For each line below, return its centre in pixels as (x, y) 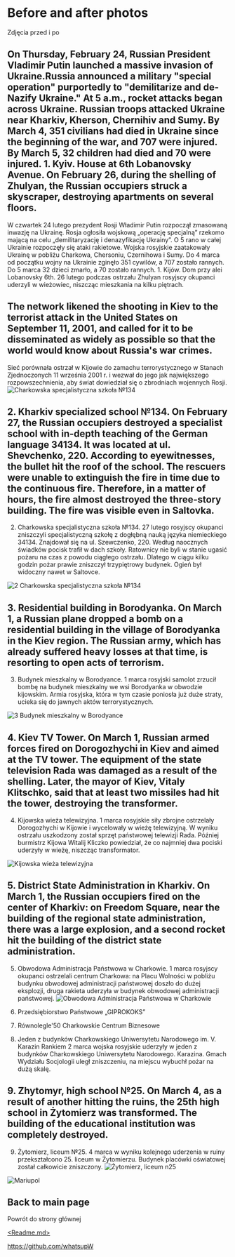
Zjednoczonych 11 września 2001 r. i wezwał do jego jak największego (108, 375)
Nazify (22, 99)
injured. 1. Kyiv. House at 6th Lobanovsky (99, 164)
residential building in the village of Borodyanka (114, 630)
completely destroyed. (58, 1135)
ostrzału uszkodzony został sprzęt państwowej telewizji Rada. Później (118, 835)
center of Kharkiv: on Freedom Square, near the (114, 908)
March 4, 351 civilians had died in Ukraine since (113, 131)
